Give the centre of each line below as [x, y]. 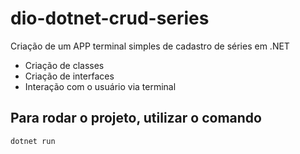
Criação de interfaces [69, 76]
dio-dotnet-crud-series [110, 18]
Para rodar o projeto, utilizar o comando [136, 118]
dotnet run [33, 141]
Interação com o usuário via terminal [100, 86]
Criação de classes [64, 65]
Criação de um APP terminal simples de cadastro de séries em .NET [150, 46]
